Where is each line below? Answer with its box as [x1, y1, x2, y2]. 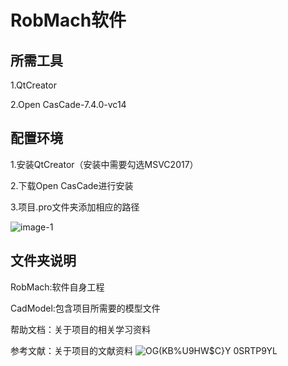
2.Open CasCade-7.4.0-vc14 [10, 99, 127, 110]
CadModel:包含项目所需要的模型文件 [10, 302, 161, 314]
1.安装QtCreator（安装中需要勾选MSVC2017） [10, 158, 199, 170]
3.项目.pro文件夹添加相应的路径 [10, 201, 140, 213]
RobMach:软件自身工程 [10, 281, 105, 293]
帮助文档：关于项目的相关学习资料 [10, 323, 151, 335]
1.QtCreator [10, 79, 57, 91]
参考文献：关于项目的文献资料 [10, 344, 133, 356]
